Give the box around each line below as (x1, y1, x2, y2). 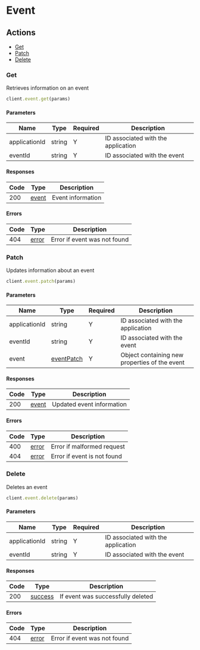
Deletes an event (6, 483, 48, 490)
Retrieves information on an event (6, 84, 89, 91)
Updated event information (51, 400, 127, 408)
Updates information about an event (6, 267, 95, 274)
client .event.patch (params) (6, 279, 76, 285)
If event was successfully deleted (59, 593, 154, 601)
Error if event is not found (51, 452, 122, 460)
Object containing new (120, 351, 184, 359)
